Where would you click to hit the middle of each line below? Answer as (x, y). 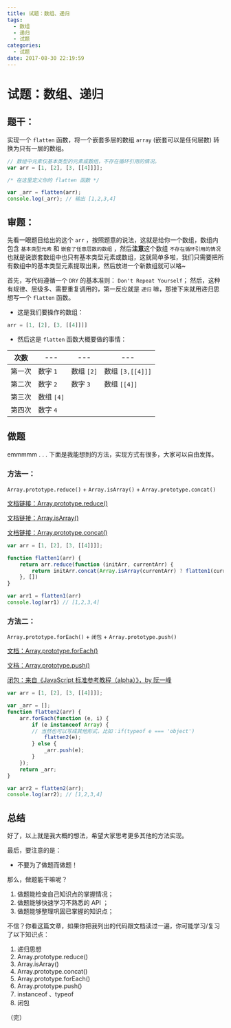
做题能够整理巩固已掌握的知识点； (65, 911)
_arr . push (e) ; (64, 750)
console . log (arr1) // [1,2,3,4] (53, 602)
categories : (24, 45)
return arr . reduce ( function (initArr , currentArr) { (97, 565)
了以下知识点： (28, 934)
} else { (44, 744)
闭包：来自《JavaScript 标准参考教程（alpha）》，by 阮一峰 (89, 680)
